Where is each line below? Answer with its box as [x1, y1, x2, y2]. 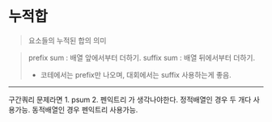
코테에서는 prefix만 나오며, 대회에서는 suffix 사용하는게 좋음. [40, 69, 232, 79]
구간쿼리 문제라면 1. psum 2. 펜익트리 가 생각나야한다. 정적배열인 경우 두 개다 [8, 95, 252, 104]
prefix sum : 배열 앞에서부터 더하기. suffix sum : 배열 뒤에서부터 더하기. [28, 53, 256, 62]
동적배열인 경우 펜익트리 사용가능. [32, 104, 138, 114]
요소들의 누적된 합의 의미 [28, 36, 107, 45]
